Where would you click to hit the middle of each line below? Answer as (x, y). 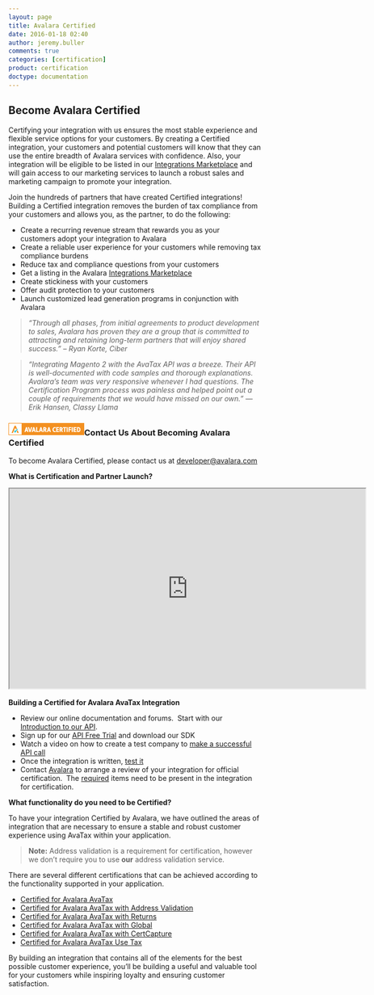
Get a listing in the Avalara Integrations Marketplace (106, 273)
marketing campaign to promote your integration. (90, 181)
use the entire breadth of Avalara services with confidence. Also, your (124, 155)
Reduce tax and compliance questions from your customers (120, 264)
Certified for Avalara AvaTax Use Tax (81, 942)
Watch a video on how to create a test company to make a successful (136, 744)
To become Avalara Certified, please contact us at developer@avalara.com (133, 460)
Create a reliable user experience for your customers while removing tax (140, 247)
